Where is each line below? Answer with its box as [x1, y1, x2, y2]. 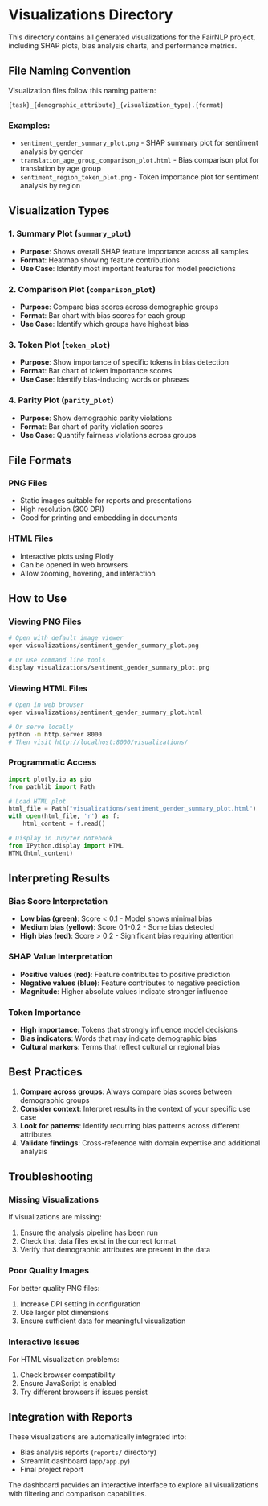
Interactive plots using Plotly [19, 551, 114, 561]
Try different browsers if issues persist [19, 1387, 148, 1397]
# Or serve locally [8, 723, 74, 731]
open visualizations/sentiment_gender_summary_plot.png [8, 642, 199, 650]
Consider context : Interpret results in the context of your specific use [19, 1104, 251, 1113]
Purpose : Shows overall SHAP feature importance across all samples [19, 246, 249, 256]
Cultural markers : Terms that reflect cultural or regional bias [19, 1042, 221, 1051]
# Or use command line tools [8, 656, 106, 665]
